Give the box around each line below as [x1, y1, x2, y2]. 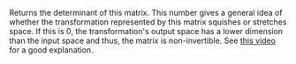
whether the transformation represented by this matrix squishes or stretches [9, 17, 287, 27]
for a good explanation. [9, 45, 95, 55]
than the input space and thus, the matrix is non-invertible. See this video [9, 35, 277, 46]
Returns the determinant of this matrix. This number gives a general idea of [9, 8, 283, 18]
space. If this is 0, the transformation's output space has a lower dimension [9, 26, 284, 36]
